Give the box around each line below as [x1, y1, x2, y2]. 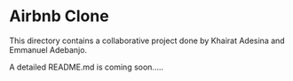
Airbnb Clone [9, 6, 109, 26]
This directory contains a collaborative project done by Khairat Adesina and [9, 35, 286, 46]
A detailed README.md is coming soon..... [9, 62, 164, 72]
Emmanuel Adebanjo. [9, 44, 87, 55]
